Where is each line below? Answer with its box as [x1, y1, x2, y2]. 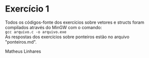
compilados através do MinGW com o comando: [5, 24, 102, 30]
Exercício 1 [5, 3, 50, 14]
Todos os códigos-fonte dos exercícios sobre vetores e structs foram [5, 19, 145, 25]
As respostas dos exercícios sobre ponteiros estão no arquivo [5, 34, 129, 40]
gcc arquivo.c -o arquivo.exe [5, 29, 67, 34]
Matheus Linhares [5, 48, 42, 54]
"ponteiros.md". [5, 39, 37, 44]
